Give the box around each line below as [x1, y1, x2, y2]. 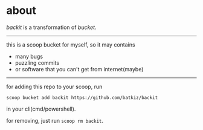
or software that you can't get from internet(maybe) [14, 65, 144, 73]
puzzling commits [14, 59, 59, 67]
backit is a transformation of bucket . [6, 24, 97, 31]
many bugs [14, 53, 43, 60]
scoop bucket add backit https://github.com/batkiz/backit [6, 94, 158, 100]
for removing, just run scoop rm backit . [6, 117, 104, 124]
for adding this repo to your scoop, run [6, 83, 103, 90]
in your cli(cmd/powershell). [6, 105, 76, 112]
